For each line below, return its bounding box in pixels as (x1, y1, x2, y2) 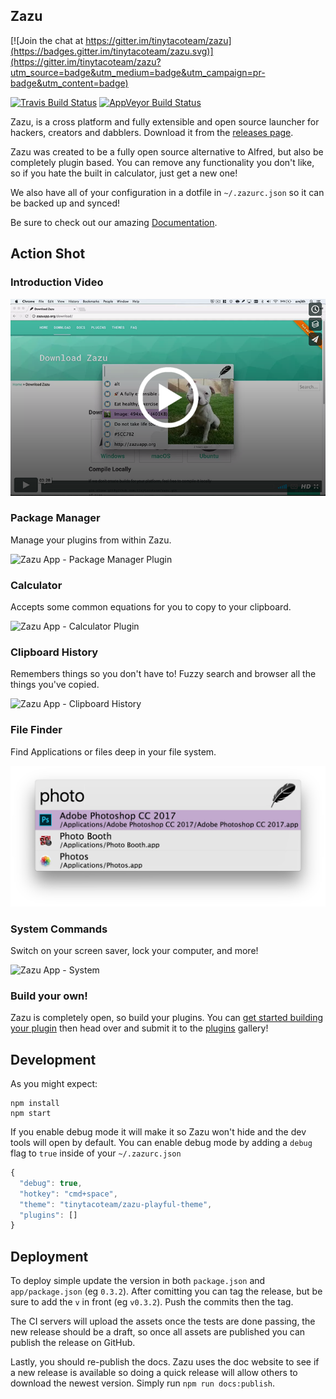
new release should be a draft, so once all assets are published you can (10, 1326, 306, 1338)
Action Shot (10, 245, 86, 263)
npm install (10, 1099, 60, 1109)
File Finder (10, 723, 63, 737)
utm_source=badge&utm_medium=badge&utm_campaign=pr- (10, 66, 266, 78)
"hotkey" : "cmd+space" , (19, 1189, 118, 1199)
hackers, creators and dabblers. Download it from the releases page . (10, 126, 294, 138)
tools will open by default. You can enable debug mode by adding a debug (10, 1137, 313, 1149)
